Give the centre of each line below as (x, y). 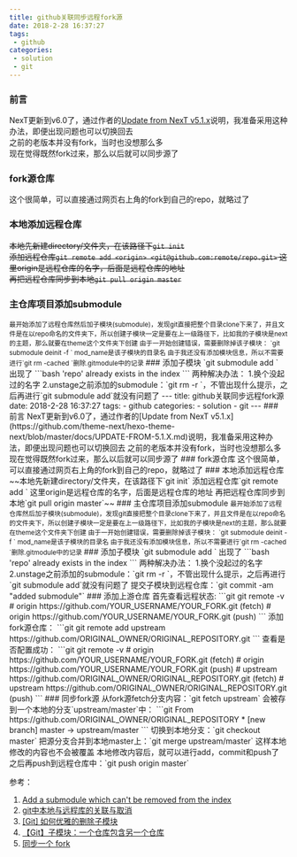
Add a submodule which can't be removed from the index (126, 800)
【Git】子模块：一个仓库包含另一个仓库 (93, 832)
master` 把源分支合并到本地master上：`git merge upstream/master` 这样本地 (148, 741)
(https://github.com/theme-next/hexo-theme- (92, 427)
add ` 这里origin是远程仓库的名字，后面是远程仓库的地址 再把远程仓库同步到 (147, 492)
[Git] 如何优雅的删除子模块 (70, 822)
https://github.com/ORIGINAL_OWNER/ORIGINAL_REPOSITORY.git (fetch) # (147, 679)
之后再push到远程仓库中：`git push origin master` (99, 763)
